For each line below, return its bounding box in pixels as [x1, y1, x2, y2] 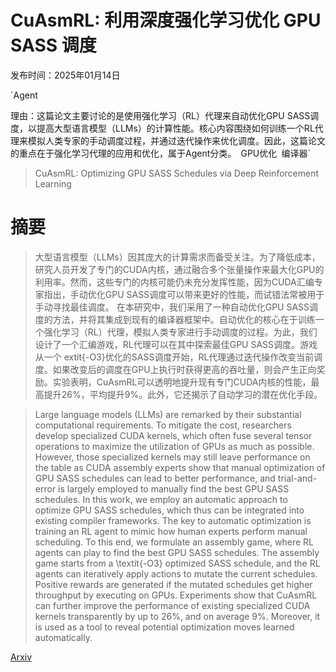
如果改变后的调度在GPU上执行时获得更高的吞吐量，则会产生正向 [52, 363, 317, 375]
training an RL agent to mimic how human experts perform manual [34, 525, 308, 537]
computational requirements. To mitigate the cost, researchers [34, 419, 292, 431]
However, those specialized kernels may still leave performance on [34, 451, 311, 463]
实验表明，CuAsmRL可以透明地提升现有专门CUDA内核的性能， [52, 376, 312, 388]
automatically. [34, 631, 93, 643]
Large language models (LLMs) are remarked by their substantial [34, 408, 302, 420]
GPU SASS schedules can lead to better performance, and [34, 472, 276, 484]
